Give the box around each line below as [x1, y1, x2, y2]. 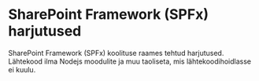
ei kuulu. [8, 64, 36, 74]
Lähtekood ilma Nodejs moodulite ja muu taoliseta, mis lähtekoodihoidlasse [8, 57, 252, 66]
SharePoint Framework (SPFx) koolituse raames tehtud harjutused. [8, 48, 224, 57]
